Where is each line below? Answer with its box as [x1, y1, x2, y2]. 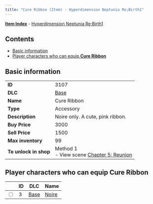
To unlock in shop [7, 148, 51, 155]
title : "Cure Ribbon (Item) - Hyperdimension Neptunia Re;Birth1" [5, 7, 144, 12]
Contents [5, 35, 34, 43]
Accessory [55, 105, 80, 112]
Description [7, 114, 36, 120]
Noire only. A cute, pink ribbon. [55, 114, 126, 120]
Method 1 [55, 146, 78, 152]
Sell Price [7, 129, 31, 136]
